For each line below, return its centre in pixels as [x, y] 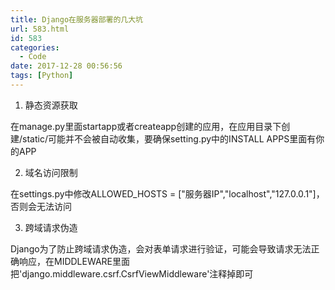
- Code [33, 57]
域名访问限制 [51, 172]
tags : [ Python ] [42, 76]
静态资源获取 [51, 105]
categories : [35, 47]
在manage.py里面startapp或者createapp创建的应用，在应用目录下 [146, 126]
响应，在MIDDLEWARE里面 [74, 261]
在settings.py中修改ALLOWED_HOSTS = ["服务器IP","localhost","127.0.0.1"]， [167, 193]
